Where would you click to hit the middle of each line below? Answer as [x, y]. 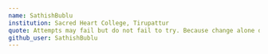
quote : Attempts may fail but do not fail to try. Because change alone [132, 30]
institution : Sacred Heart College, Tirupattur [89, 23]
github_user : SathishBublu [53, 38]
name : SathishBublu [41, 15]
